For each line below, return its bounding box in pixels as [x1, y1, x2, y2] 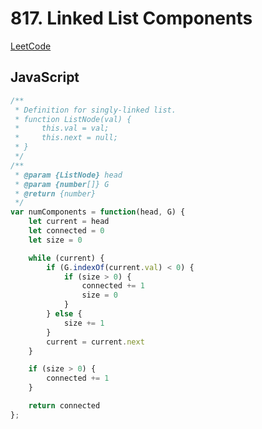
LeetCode [10, 40, 52, 52]
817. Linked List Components [10, 7, 253, 30]
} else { [46, 309, 83, 319]
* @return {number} [14, 188, 97, 199]
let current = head [28, 217, 110, 227]
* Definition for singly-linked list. [14, 105, 177, 115]
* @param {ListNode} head [14, 170, 123, 180]
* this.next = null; [14, 133, 118, 143]
